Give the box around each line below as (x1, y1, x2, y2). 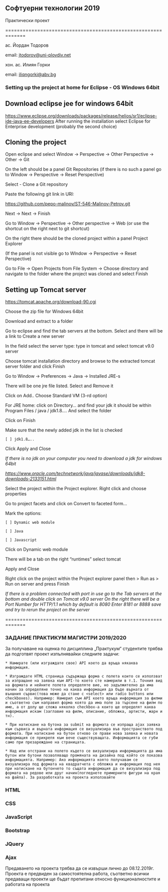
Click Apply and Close (5, 445, 51, 452)
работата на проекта (5, 881, 50, 887)
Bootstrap (5, 827, 30, 834)
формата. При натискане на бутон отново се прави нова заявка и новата (5, 731, 158, 736)
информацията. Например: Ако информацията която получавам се (5, 757, 138, 762)
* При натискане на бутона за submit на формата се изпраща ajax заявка (5, 722, 160, 727)
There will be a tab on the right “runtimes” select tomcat (5, 556, 121, 562)
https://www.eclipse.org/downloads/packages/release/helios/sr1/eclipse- (5, 113, 157, 119)
